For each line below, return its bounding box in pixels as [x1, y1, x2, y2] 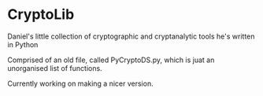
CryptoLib [7, 6, 75, 24]
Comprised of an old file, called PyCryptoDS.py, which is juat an [7, 55, 215, 65]
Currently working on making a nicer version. [7, 79, 154, 88]
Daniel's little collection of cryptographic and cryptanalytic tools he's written [7, 31, 255, 41]
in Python [7, 39, 39, 49]
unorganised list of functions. [7, 63, 103, 72]
